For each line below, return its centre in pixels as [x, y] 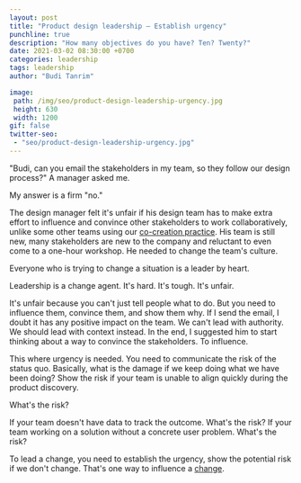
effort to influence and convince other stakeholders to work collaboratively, [149, 222]
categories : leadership [54, 59]
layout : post [34, 18]
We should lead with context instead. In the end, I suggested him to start [143, 331]
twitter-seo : [34, 134]
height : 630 [35, 109]
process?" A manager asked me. [70, 177]
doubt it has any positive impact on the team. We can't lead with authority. [147, 322]
